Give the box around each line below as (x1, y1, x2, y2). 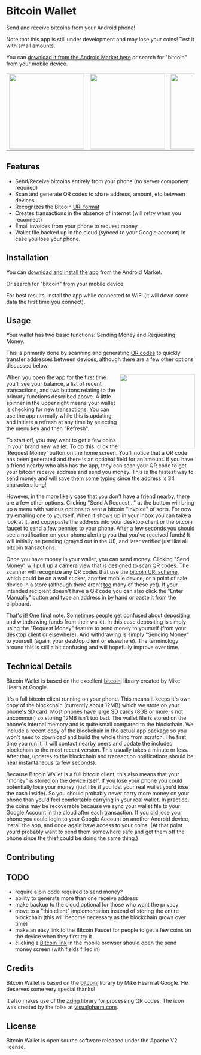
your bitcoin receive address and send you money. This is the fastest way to (6, 469, 194, 476)
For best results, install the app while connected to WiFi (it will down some (6, 291, 189, 299)
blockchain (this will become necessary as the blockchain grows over (14, 914, 187, 921)
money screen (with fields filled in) (14, 946, 100, 953)
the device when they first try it (14, 933, 92, 940)
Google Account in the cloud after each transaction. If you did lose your (6, 809, 182, 816)
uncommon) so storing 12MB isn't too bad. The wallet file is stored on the (6, 714, 187, 722)
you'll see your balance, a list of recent (6, 380, 102, 388)
